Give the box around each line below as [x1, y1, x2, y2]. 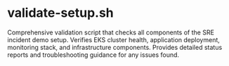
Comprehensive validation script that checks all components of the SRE [7, 28, 214, 37]
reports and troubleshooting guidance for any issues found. [7, 51, 180, 59]
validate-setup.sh [7, 5, 114, 21]
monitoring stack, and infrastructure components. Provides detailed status [7, 43, 223, 51]
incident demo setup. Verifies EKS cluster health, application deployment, [7, 35, 220, 44]
